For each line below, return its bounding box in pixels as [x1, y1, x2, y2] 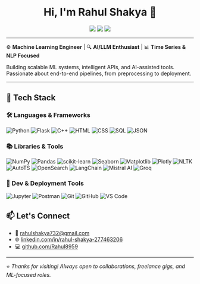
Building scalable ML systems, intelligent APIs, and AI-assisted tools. [6, 63, 174, 70]
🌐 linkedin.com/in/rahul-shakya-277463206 [14, 236, 123, 243]
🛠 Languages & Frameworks [6, 111, 90, 119]
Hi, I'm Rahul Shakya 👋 [43, 5, 157, 19]
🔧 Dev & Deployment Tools [6, 179, 85, 187]
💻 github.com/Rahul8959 [14, 243, 79, 250]
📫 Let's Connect [6, 211, 70, 221]
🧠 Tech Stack [6, 92, 56, 103]
